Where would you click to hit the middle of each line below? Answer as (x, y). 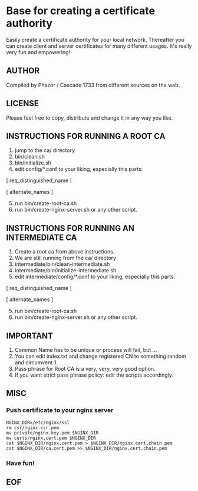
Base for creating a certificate (80, 11)
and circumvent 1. (36, 363)
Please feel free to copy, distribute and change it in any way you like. (90, 118)
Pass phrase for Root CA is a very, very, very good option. (85, 369)
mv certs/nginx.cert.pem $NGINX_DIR (51, 438)
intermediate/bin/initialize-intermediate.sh (65, 271)
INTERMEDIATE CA (42, 237)
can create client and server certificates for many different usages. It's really (99, 46)
